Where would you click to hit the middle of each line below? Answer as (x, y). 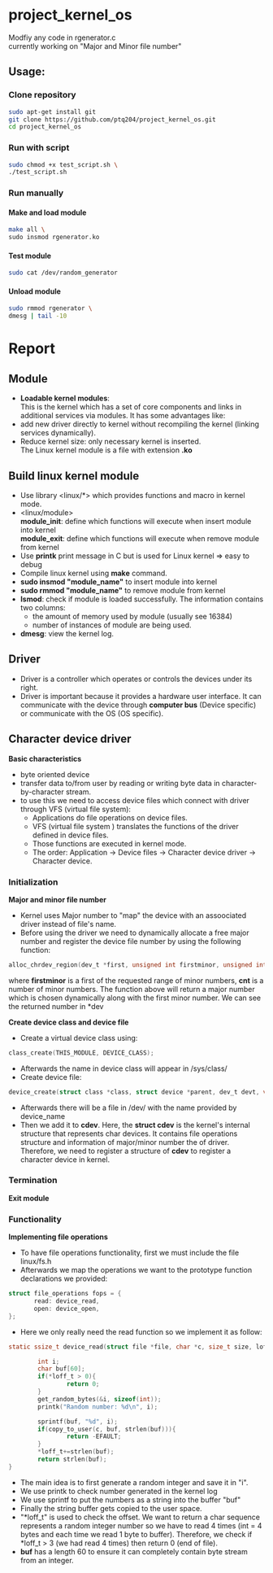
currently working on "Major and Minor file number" (95, 46)
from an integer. (47, 1560)
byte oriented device (55, 774)
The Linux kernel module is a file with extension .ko (106, 450)
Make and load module (48, 212)
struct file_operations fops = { (65, 1294)
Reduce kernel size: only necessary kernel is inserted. (110, 442)
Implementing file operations (58, 1237)
